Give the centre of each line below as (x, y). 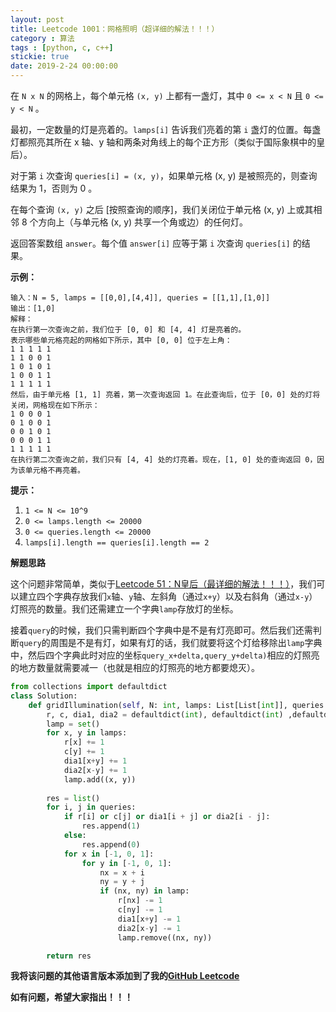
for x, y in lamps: (87, 733)
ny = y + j (122, 882)
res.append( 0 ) (111, 844)
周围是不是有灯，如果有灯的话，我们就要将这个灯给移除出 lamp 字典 (186, 642)
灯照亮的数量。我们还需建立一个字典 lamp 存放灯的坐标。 (124, 609)
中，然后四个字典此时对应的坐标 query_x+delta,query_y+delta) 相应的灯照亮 (165, 655)
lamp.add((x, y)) (100, 779)
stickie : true (40, 57)
